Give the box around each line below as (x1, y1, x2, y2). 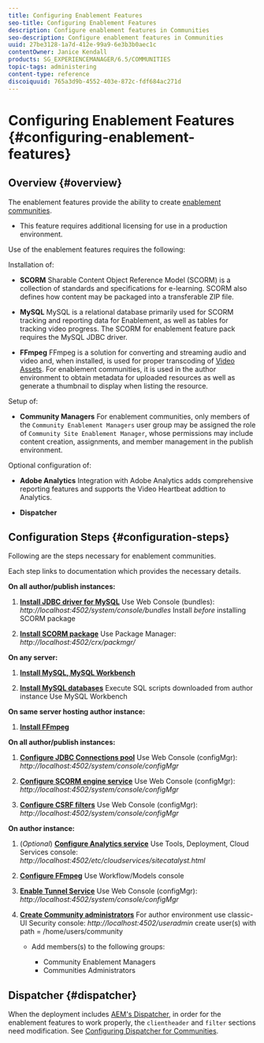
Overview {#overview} (8, 177, 122, 190)
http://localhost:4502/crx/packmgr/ (19, 638, 136, 647)
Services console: (19, 847, 79, 857)
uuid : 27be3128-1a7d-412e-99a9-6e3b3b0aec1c (8, 41, 157, 49)
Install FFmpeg (19, 722, 69, 732)
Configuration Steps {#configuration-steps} (8, 530, 230, 544)
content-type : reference (8, 70, 90, 78)
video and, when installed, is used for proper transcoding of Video (19, 356, 235, 365)
